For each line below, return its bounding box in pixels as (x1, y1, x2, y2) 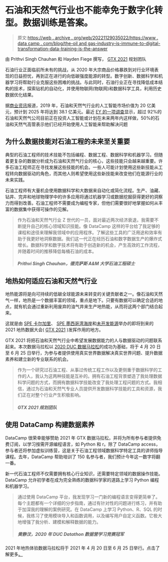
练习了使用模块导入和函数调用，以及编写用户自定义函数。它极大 (30, 512, 162, 518)
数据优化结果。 (5, 91, 36, 98)
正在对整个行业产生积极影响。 (21, 392, 83, 398)
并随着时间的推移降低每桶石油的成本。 (17, 248, 96, 254)
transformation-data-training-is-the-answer (17, 46, 108, 52)
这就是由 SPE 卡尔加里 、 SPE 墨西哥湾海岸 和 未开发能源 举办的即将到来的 (5, 321, 154, 327)
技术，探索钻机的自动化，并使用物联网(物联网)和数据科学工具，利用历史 (13, 85, 162, 91)
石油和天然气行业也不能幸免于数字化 (5, 5, 154, 16)
